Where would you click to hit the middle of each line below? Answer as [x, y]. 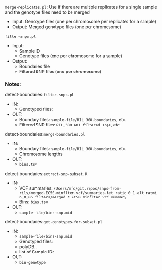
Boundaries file [35, 66]
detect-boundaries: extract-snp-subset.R [46, 174]
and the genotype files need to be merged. [48, 12]
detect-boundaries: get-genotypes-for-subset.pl [54, 222]
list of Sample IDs [37, 252]
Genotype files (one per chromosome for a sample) [71, 56]
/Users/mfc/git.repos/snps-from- [87, 189]
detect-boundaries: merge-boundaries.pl [45, 134]
